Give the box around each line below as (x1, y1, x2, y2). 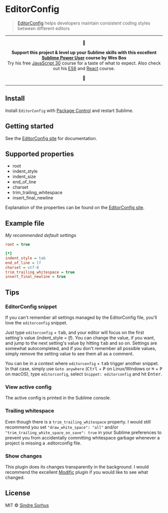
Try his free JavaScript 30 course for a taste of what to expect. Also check (7, 60, 161, 66)
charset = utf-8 (5, 265, 39, 270)
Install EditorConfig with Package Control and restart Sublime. (5, 107, 134, 113)
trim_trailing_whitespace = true (5, 269, 75, 274)
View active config (5, 383, 51, 390)
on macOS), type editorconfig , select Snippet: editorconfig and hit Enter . (5, 371, 162, 377)
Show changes (5, 452, 42, 459)
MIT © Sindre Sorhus (5, 502, 49, 508)
